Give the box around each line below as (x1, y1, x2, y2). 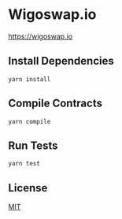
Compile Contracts (8, 97, 102, 110)
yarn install (8, 75, 51, 84)
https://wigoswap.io (8, 32, 73, 41)
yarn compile (8, 117, 51, 125)
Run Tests (8, 139, 58, 152)
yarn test (8, 160, 41, 168)
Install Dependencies (8, 54, 114, 68)
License (8, 181, 48, 195)
